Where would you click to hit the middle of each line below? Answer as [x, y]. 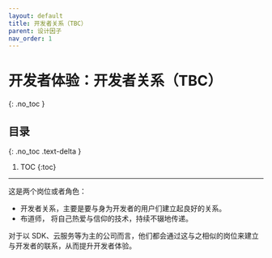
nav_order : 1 [30, 38]
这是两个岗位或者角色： [47, 191]
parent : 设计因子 [35, 31]
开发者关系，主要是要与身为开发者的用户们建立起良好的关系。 [123, 208]
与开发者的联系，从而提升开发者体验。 [72, 246]
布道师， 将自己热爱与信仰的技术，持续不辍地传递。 [106, 218]
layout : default [36, 16]
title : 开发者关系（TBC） [48, 23]
